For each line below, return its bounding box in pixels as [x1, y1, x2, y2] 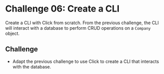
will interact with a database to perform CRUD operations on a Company [5, 25, 151, 31]
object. [5, 30, 20, 36]
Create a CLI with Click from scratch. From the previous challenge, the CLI [5, 20, 159, 26]
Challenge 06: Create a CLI [5, 3, 120, 15]
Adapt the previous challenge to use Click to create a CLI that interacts [12, 58, 159, 64]
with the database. [12, 63, 51, 69]
